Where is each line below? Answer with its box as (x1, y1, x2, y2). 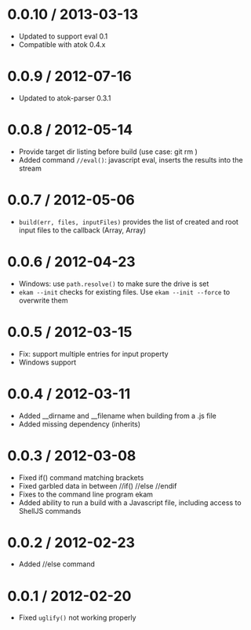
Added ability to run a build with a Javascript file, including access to (18, 497, 242, 507)
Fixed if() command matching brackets (18, 473, 144, 482)
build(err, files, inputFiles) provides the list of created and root (18, 217, 238, 226)
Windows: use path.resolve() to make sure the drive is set (18, 279, 209, 288)
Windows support (18, 357, 77, 367)
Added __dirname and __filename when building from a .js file (18, 411, 217, 420)
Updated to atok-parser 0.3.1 (18, 93, 111, 103)
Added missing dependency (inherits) (18, 419, 141, 429)
